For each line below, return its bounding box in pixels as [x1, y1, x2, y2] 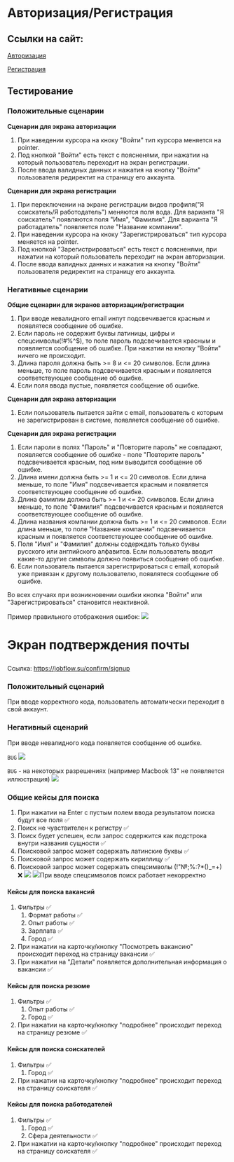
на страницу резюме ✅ [17, 1028, 88, 1037]
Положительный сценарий [7, 682, 104, 692]
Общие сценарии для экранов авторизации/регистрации [7, 300, 184, 309]
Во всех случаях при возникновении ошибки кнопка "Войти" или [7, 590, 202, 599]
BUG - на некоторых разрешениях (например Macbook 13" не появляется [7, 766, 225, 775]
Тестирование [7, 86, 74, 97]
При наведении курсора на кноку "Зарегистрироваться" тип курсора [17, 230, 227, 238]
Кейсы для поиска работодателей [7, 1100, 113, 1109]
